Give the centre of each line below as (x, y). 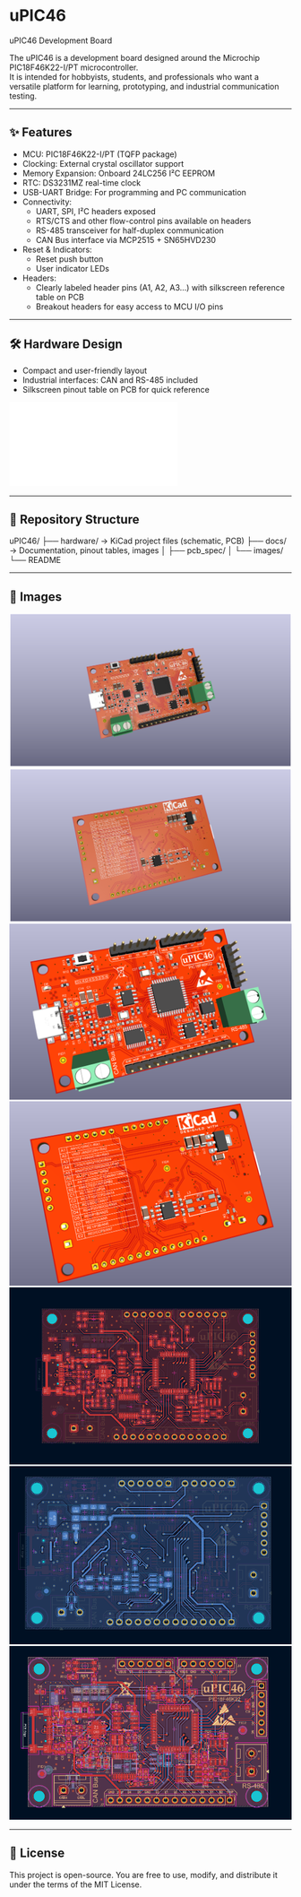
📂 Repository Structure (74, 520)
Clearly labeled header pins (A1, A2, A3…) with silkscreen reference (160, 287)
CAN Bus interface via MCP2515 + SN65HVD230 (126, 239)
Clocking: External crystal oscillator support (103, 163)
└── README (35, 560)
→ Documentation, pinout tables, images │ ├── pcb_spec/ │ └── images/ (146, 550)
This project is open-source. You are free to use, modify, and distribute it (143, 1875)
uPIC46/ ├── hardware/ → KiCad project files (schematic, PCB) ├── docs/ (148, 541)
